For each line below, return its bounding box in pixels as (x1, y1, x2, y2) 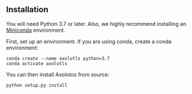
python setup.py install (6, 82, 68, 88)
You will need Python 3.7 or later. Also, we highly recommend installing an (6, 20, 187, 27)
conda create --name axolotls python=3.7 (6, 55, 110, 61)
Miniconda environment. (6, 26, 66, 33)
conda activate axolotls (6, 61, 68, 66)
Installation (6, 5, 49, 15)
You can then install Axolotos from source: (6, 70, 110, 78)
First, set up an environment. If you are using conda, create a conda (6, 38, 172, 45)
